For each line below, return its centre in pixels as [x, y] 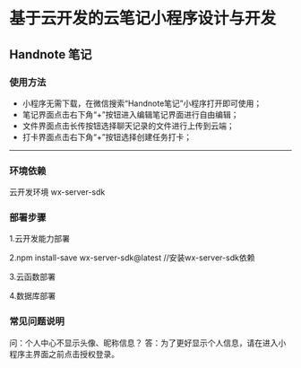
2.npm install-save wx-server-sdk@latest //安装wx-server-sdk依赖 [132, 258]
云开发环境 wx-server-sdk [57, 192]
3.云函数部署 [33, 277]
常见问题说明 [37, 321]
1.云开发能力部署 [39, 239]
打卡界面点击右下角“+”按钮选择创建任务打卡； [107, 136]
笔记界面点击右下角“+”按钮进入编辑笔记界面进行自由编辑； [130, 114]
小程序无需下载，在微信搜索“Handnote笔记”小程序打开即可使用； [142, 103]
